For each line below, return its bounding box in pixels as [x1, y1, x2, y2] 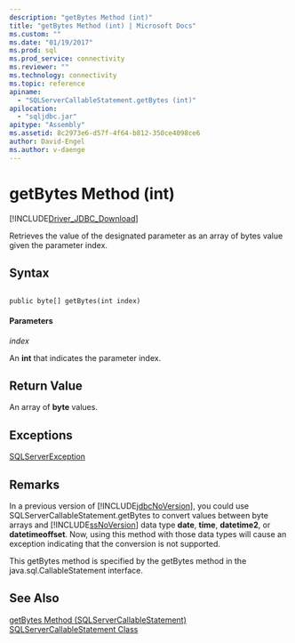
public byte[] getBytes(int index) [9, 297, 141, 306]
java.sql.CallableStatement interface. [9, 566, 144, 576]
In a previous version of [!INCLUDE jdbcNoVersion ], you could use [9, 501, 250, 511]
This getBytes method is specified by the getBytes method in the [9, 556, 247, 567]
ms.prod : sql [9, 46, 58, 55]
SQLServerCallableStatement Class [9, 623, 139, 634]
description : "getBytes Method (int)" [9, 12, 153, 22]
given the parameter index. [9, 239, 108, 250]
